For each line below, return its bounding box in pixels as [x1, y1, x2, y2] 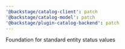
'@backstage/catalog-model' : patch [5, 14, 95, 20]
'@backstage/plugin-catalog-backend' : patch [5, 20, 120, 26]
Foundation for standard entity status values [5, 36, 116, 44]
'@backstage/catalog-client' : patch [5, 8, 98, 15]
